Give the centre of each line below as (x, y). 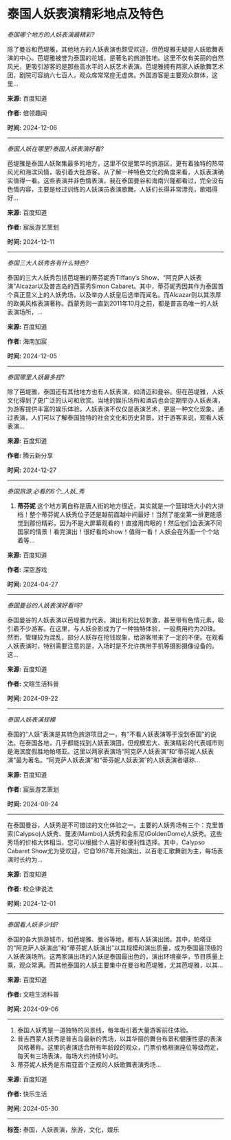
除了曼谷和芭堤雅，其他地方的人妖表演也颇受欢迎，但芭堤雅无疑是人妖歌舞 (112, 49)
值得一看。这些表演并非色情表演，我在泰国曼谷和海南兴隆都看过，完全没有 (118, 181)
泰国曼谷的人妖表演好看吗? (45, 605)
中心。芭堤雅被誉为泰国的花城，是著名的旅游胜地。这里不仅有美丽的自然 (121, 58)
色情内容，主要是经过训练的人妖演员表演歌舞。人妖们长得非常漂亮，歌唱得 (112, 189)
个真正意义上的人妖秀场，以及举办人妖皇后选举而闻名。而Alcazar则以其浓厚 (114, 294)
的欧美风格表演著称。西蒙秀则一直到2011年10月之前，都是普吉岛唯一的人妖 (113, 303)
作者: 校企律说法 (30, 888)
